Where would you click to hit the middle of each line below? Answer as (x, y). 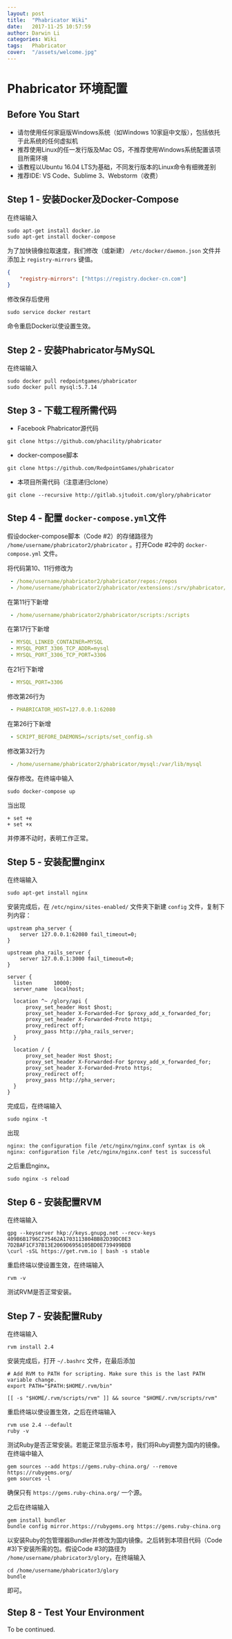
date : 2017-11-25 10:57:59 (49, 26)
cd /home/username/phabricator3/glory (63, 1570)
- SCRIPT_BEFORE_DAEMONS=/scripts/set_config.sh (81, 737)
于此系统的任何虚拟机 (47, 141)
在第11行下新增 (28, 602)
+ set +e (20, 818)
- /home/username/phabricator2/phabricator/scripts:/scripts (100, 615)
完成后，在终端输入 (35, 1106)
